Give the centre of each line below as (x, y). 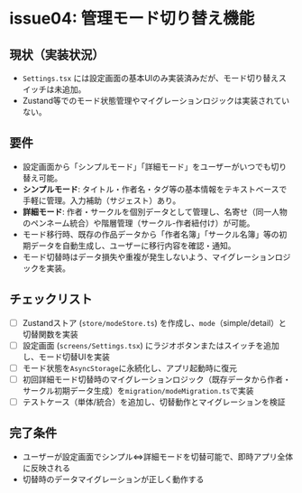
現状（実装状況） (57, 55)
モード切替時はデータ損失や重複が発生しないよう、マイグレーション (148, 256)
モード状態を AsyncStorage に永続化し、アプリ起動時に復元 (129, 367)
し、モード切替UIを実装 (66, 357)
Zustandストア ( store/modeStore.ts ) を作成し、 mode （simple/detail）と (154, 322)
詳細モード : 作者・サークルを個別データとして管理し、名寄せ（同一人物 (155, 211)
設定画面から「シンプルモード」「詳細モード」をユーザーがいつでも (147, 166)
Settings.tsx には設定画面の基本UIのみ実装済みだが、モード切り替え (151, 78)
